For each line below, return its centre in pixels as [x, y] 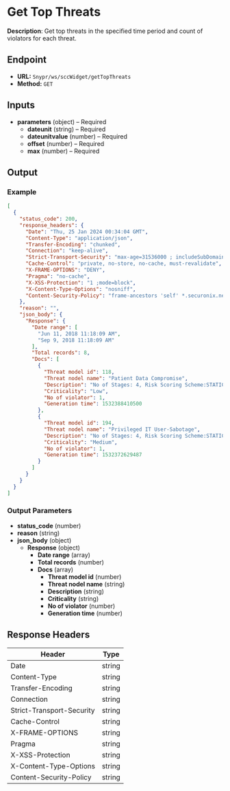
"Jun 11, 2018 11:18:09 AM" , [79, 333]
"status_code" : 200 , [49, 219]
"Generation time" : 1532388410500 [93, 404]
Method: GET [35, 84]
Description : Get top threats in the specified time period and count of [105, 31]
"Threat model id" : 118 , [79, 372]
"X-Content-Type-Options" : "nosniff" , [80, 289]
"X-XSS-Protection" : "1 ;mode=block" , [80, 283]
